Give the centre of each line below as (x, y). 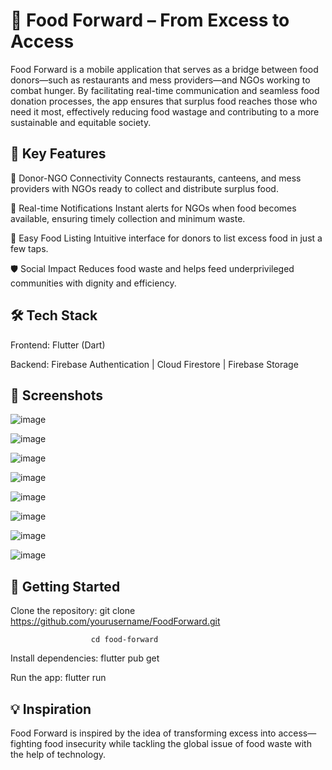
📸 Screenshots (57, 395)
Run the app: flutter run (58, 678)
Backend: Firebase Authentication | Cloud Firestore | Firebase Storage (154, 364)
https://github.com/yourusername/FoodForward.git (115, 621)
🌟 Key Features (58, 154)
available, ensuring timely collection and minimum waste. (128, 218)
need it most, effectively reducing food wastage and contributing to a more (165, 111)
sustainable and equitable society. (81, 122)
